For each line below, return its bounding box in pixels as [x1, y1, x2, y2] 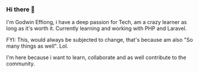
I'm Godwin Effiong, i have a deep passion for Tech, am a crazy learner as [6, 19, 187, 26]
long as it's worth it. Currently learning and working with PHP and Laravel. [6, 25, 187, 32]
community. [6, 60, 35, 67]
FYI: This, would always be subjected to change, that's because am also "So [6, 36, 193, 44]
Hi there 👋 [6, 5, 36, 14]
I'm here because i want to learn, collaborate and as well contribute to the [6, 54, 187, 61]
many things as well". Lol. [6, 42, 68, 49]
